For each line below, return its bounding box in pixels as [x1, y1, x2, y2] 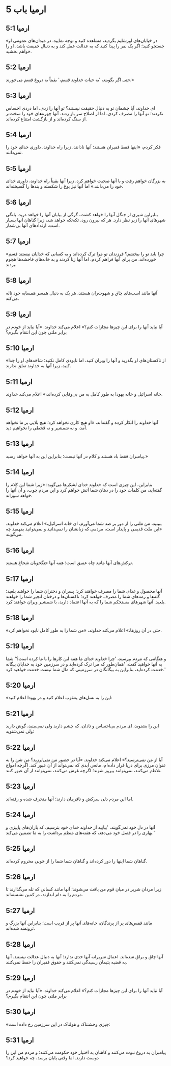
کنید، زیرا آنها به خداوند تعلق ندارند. [6, 363, 71, 369]
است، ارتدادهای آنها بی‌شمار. [6, 222, 60, 229]
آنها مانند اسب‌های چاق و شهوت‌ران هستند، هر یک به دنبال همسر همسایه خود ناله [6, 290, 158, 296]
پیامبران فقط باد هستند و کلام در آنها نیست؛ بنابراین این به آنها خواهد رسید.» [6, 453, 148, 459]
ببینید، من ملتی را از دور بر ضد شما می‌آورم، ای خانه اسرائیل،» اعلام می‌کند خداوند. [6, 520, 162, 526]
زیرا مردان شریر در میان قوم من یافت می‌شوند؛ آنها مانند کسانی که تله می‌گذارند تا [6, 886, 162, 892]
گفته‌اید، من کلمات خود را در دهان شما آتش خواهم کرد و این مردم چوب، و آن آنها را [6, 487, 162, 493]
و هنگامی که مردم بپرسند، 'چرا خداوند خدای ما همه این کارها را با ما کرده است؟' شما [6, 655, 166, 662]
